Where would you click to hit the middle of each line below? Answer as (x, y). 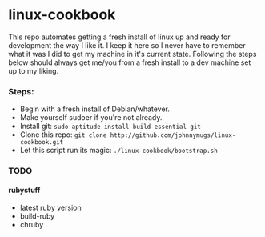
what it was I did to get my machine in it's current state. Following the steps (132, 54)
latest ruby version (50, 208)
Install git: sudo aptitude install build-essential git (110, 127)
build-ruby (37, 216)
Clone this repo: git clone (63, 135)
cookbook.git (42, 143)
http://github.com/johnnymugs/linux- (173, 135)
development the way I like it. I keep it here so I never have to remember (127, 45)
